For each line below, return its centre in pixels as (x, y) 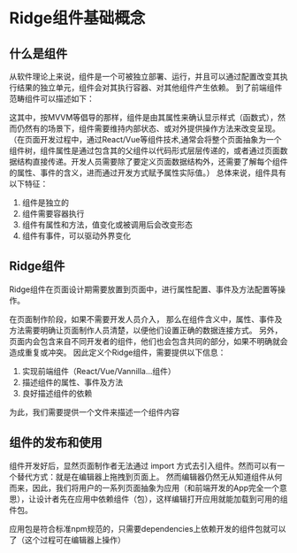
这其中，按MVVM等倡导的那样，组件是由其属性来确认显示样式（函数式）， (144, 117)
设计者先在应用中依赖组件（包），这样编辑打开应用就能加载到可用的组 (162, 499)
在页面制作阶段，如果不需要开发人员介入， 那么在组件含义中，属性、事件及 (146, 319)
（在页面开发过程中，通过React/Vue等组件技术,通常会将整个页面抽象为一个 (145, 139)
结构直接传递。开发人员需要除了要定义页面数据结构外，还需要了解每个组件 (152, 161)
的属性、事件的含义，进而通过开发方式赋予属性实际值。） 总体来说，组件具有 (148, 173)
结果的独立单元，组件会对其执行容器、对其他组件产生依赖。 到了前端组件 (149, 88)
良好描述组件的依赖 (57, 393)
